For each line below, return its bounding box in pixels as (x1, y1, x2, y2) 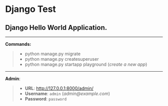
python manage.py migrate (24, 51, 81, 57)
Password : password (24, 96, 67, 102)
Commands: (5, 41, 31, 47)
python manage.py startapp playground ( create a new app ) (24, 61, 147, 67)
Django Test (5, 3, 56, 15)
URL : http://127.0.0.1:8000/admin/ (24, 86, 93, 91)
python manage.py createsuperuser (24, 56, 99, 62)
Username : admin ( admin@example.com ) (24, 91, 110, 97)
